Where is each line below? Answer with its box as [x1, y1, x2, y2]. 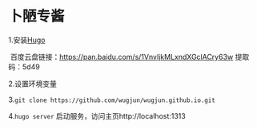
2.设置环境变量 [8, 79, 58, 88]
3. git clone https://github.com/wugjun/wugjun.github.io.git [8, 95, 216, 104]
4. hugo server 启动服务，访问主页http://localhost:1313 [8, 111, 186, 120]
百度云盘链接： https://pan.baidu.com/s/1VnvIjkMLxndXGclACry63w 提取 [10, 52, 250, 61]
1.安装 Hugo [8, 35, 46, 45]
